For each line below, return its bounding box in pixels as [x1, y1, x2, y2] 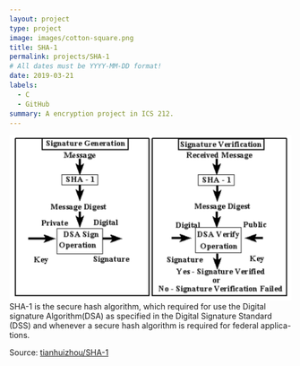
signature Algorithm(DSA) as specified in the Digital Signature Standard [9, 310, 273, 321]
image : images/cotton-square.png [9, 33, 134, 42]
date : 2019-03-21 [9, 72, 74, 81]
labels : [9, 81, 39, 90]
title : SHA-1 [9, 43, 58, 52]
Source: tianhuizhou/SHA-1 [9, 346, 109, 358]
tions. [9, 329, 30, 340]
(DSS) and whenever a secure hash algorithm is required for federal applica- [9, 319, 292, 331]
